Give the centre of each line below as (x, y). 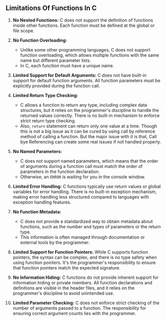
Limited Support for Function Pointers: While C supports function (80, 252)
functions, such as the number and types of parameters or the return (90, 226)
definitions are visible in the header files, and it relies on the (74, 288)
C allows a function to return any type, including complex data (84, 105)
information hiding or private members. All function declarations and (83, 282)
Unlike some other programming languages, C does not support (85, 50)
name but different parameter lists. (55, 60)
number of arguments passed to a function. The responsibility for (80, 308)
